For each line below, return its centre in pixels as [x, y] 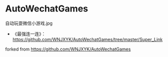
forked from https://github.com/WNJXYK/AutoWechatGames [68, 49]
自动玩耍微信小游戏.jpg [29, 23]
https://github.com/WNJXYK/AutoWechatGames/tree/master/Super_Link [88, 39]
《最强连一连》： [29, 33]
